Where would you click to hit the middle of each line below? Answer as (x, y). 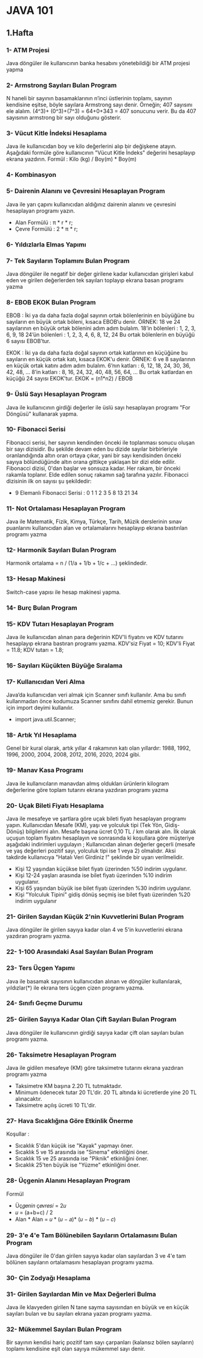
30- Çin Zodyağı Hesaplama (48, 1278)
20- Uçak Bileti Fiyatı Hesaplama (55, 805)
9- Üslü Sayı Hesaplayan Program (56, 394)
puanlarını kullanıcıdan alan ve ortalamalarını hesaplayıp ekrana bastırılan (97, 528)
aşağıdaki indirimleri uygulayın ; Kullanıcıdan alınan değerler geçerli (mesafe (101, 845)
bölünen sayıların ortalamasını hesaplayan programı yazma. (80, 1262)
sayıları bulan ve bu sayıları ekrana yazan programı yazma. (79, 1314)
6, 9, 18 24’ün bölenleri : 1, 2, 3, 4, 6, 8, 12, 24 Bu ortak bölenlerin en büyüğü (101, 335)
